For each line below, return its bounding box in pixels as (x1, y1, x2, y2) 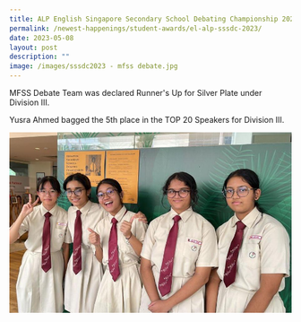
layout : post (9, 43, 58, 52)
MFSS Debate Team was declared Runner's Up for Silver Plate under (9, 88, 262, 98)
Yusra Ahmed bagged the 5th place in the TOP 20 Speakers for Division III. (9, 115, 285, 125)
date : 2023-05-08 (9, 33, 74, 42)
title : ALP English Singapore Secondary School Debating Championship (9, 14, 279, 23)
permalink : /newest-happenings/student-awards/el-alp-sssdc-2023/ (9, 23, 262, 33)
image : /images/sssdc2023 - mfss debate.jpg (9, 62, 178, 71)
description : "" (9, 52, 70, 62)
